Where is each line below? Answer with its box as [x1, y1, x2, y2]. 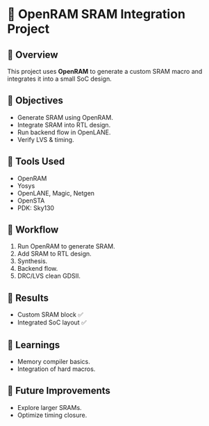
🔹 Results [7, 292, 49, 303]
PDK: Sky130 [17, 203, 54, 212]
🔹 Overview [7, 49, 58, 61]
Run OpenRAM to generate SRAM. [17, 242, 116, 251]
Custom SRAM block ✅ [17, 310, 83, 319]
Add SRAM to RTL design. [17, 250, 92, 258]
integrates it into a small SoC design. [7, 74, 112, 83]
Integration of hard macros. [17, 365, 96, 373]
